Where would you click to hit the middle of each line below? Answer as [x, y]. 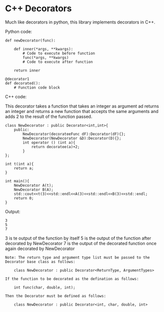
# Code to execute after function [58, 62]
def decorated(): [23, 83]
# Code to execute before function [59, 53]
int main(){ [17, 181]
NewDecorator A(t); [34, 185]
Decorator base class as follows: [40, 262]
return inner [27, 70]
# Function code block [37, 88]
